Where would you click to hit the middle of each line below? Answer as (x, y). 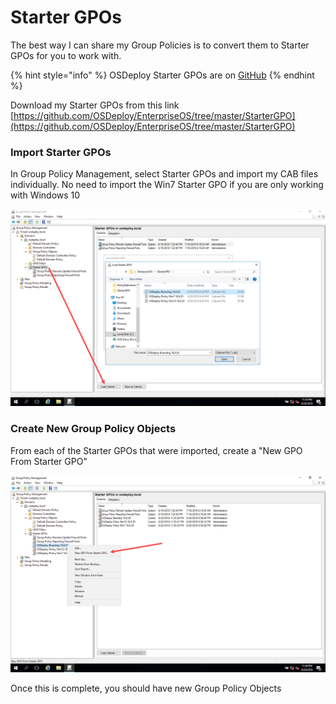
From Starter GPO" (49, 461)
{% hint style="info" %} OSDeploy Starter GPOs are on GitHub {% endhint (162, 75)
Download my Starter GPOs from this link (95, 105)
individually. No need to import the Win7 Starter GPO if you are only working (167, 185)
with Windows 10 (45, 195)
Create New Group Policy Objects (93, 429)
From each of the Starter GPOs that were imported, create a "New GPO (156, 450)
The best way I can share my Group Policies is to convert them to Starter (160, 45)
